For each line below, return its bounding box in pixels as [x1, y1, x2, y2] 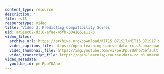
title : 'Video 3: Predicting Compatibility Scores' [5, 25, 112, 30]
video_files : [5, 35, 32, 39]
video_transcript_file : [9, 52, 58, 57]
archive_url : [9, 39, 36, 44]
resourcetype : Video [5, 20, 47, 26]
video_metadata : [5, 57, 38, 62]
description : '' [5, 12, 38, 17]
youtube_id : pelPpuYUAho [9, 61, 60, 66]
